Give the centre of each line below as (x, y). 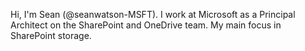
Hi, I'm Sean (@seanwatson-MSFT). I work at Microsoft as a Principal (153, 14)
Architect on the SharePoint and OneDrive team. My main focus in (146, 25)
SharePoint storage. (51, 35)
